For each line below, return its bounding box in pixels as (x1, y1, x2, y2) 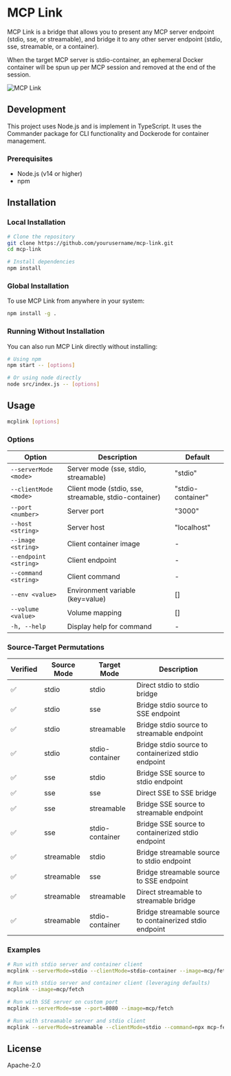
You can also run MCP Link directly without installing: (7, 342, 158, 350)
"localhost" (174, 523, 211, 532)
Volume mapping (67, 608, 122, 618)
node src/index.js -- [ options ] (7, 381, 100, 388)
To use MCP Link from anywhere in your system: (7, 297, 145, 305)
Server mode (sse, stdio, (67, 464, 146, 474)
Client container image (67, 539, 140, 549)
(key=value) (67, 595, 107, 604)
